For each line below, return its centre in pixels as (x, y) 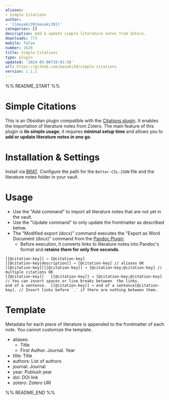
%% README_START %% (32, 86)
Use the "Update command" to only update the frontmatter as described (88, 222)
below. (20, 227)
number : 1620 (19, 48)
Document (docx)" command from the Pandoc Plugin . (69, 238)
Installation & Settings (53, 158)
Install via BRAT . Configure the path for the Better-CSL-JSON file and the (80, 172)
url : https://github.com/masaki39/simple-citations (61, 67)
